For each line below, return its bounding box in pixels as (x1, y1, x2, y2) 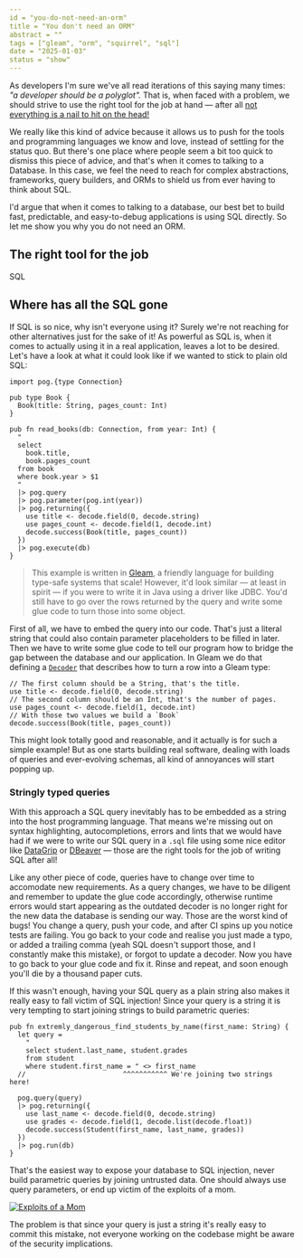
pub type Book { (9, 393, 71, 402)
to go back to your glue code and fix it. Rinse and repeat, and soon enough (9, 958, 289, 969)
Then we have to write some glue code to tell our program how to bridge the (9, 642, 294, 653)
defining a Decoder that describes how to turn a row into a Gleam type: (9, 661, 271, 672)
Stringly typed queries (9, 786, 110, 799)
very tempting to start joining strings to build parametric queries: (9, 1005, 251, 1016)
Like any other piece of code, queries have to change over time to (9, 872, 255, 883)
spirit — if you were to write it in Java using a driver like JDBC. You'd (31, 586, 288, 597)
